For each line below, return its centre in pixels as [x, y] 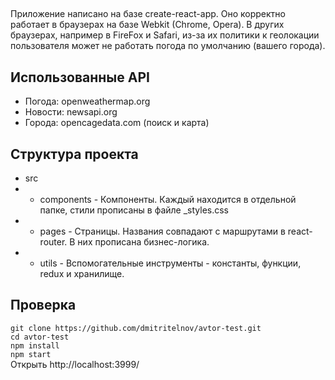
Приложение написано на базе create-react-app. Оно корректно [148, 14]
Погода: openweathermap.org [87, 101]
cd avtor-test [40, 337]
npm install [35, 345]
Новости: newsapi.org [71, 112]
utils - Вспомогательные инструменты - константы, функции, [170, 263]
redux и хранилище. [82, 274]
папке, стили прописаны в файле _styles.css [134, 210]
